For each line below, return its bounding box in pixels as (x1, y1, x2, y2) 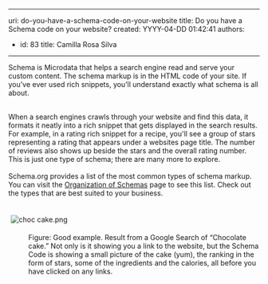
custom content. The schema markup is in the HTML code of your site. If (8, 71, 247, 81)
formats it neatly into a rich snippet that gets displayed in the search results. (8, 120, 258, 130)
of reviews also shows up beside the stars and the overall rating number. (8, 146, 247, 156)
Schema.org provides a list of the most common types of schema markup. (8, 172, 253, 180)
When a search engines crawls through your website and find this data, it (8, 112, 249, 121)
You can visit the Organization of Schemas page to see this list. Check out (8, 180, 251, 189)
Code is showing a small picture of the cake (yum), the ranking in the (28, 250, 254, 259)
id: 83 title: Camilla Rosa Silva (19, 40, 117, 49)
